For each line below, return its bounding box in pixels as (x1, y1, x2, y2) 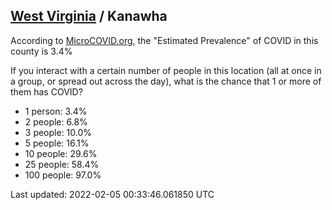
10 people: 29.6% (24, 147, 98, 159)
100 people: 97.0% (24, 169, 102, 181)
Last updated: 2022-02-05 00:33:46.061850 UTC (10, 188, 215, 200)
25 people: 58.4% (24, 158, 100, 170)
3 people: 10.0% (24, 126, 93, 138)
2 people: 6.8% (24, 115, 88, 128)
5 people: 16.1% (24, 137, 90, 149)
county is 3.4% (10, 45, 73, 57)
